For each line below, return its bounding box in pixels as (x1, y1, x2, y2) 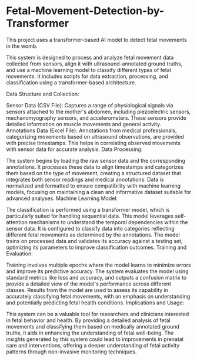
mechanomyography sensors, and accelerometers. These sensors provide (6, 114, 186, 122)
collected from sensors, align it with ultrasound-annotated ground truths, (6, 60, 183, 67)
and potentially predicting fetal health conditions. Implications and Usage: (6, 299, 185, 306)
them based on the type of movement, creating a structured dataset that (6, 169, 181, 176)
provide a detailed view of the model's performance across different (6, 280, 172, 287)
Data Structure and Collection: (6, 90, 79, 97)
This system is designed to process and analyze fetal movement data (6, 54, 174, 61)
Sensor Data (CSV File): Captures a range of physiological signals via (6, 101, 173, 109)
